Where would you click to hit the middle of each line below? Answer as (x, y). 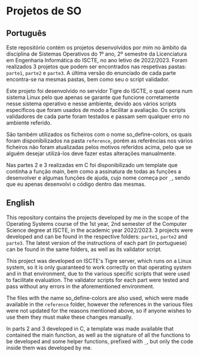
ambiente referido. (29, 123)
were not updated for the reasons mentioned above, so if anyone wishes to (99, 310)
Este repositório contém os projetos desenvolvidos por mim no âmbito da (97, 47)
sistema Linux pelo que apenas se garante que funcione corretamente (93, 97)
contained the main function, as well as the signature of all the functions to (98, 335)
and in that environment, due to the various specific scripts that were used (98, 273)
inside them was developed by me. (49, 347)
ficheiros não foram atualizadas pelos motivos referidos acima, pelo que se (99, 147)
